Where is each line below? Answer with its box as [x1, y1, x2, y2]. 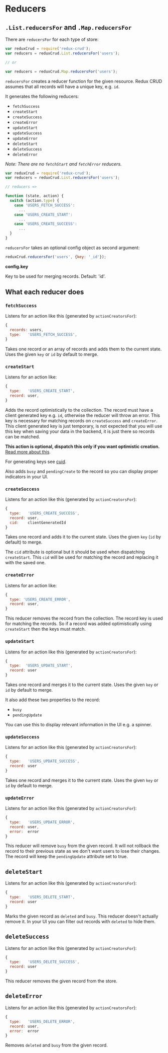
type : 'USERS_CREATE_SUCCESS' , [10, 510, 80, 516]
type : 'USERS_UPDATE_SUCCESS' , [10, 759, 80, 764]
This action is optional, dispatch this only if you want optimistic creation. [5, 443, 160, 449]
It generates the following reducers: [5, 93, 79, 99]
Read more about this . [5, 448, 51, 455]
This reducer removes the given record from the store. [5, 978, 118, 984]
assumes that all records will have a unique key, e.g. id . [5, 84, 120, 90]
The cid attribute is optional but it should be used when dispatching [5, 549, 145, 555]
